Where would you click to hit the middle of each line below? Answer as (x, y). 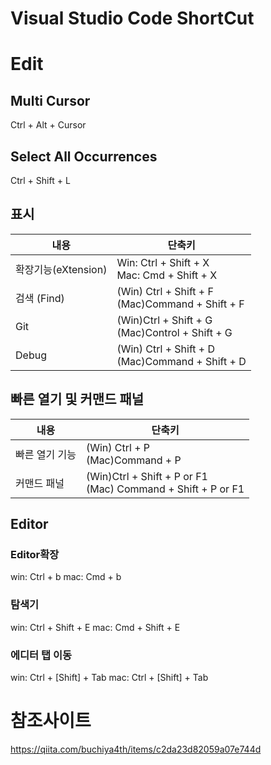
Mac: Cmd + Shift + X (167, 275)
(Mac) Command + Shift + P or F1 (165, 489)
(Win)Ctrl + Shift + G (164, 320)
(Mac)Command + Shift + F (180, 304)
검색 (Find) (40, 298)
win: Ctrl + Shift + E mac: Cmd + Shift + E (95, 627)
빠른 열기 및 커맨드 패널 (77, 399)
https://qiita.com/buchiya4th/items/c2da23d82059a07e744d (136, 749)
